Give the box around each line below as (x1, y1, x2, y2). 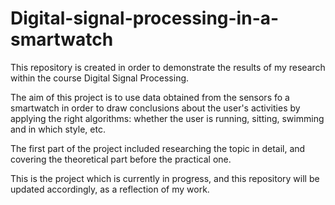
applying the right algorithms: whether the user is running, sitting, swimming (10, 112, 325, 124)
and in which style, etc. (10, 123, 106, 135)
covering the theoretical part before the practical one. (10, 153, 232, 165)
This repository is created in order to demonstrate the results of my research (10, 61, 326, 73)
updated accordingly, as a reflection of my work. (10, 183, 210, 195)
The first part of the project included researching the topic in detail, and (10, 142, 306, 154)
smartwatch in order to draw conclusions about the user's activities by (10, 102, 301, 114)
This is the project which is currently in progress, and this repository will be (10, 172, 320, 184)
